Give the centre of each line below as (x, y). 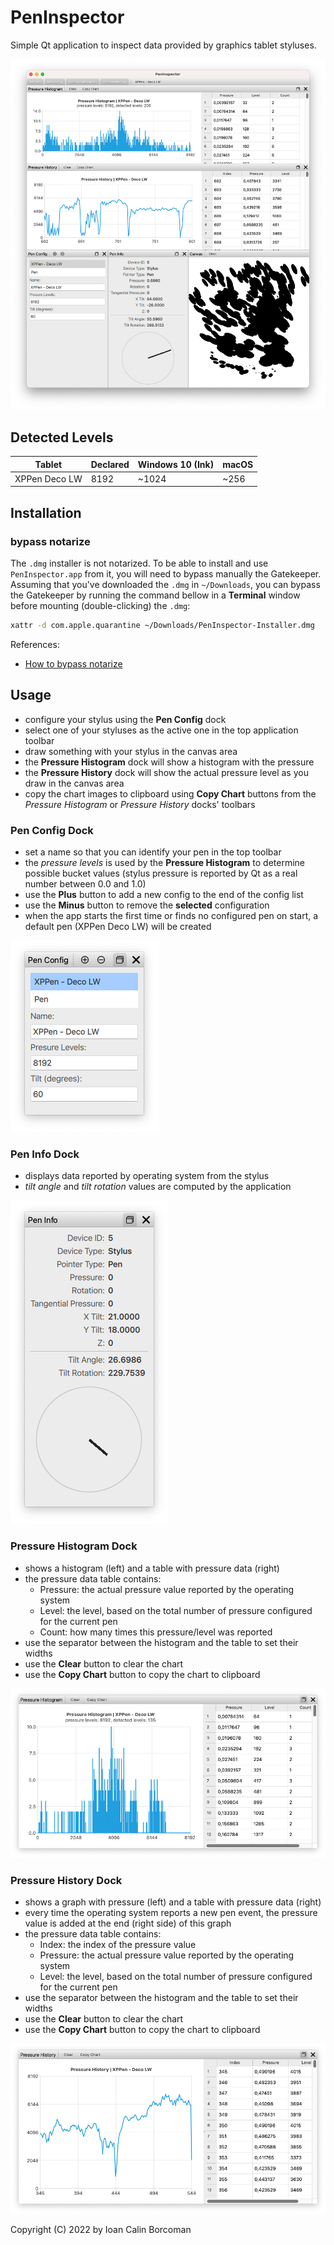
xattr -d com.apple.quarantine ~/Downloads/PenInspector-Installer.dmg (162, 626)
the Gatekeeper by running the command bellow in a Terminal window (155, 595)
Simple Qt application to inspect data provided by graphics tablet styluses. (163, 45)
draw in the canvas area (74, 783)
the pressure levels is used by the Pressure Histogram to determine (164, 863)
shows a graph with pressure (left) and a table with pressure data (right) (173, 1902)
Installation (46, 512)
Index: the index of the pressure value (118, 1945)
